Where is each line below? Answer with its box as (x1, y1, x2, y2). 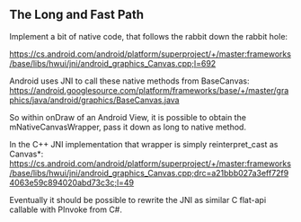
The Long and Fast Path (9, 7, 145, 22)
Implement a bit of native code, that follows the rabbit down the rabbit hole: (9, 31, 288, 41)
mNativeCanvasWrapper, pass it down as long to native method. (9, 121, 247, 132)
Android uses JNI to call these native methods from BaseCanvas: (9, 75, 250, 86)
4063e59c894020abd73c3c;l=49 (9, 177, 135, 188)
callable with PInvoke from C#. (9, 204, 123, 215)
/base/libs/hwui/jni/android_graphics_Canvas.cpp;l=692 (9, 58, 217, 68)
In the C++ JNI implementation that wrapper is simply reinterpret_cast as (9, 138, 279, 149)
